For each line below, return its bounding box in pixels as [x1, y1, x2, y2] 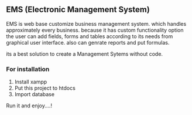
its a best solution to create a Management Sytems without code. [6, 50, 163, 58]
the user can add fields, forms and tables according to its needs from [6, 32, 173, 40]
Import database [14, 91, 54, 98]
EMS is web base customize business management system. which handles [6, 20, 187, 27]
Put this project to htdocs [14, 84, 76, 92]
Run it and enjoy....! [6, 102, 53, 109]
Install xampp [14, 79, 47, 86]
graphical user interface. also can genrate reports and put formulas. [6, 39, 170, 46]
